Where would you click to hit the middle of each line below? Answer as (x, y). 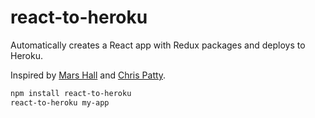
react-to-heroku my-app (60, 102)
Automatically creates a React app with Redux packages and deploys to (158, 45)
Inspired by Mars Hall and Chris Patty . (88, 75)
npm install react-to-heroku (71, 93)
